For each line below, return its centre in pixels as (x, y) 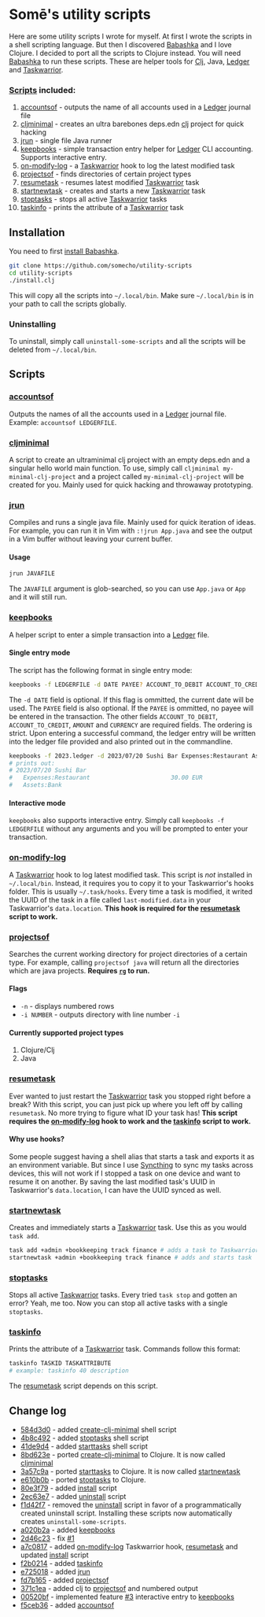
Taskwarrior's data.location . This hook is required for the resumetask (125, 908)
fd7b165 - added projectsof (64, 1580)
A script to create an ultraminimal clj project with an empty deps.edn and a (130, 460)
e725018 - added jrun (55, 1571)
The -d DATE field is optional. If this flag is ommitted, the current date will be (131, 700)
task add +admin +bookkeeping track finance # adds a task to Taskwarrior (134, 1250)
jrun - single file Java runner (66, 141)
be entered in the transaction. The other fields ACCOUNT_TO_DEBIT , (114, 716)
